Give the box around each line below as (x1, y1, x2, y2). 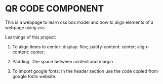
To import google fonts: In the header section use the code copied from (12, 68, 158, 74)
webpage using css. (5, 24, 46, 30)
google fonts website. (12, 73, 57, 79)
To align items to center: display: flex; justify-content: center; (12, 43, 136, 49)
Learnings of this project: (5, 34, 56, 40)
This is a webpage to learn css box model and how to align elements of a (5, 19, 154, 25)
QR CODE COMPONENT (5, 3, 104, 14)
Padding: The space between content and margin (12, 58, 113, 64)
